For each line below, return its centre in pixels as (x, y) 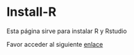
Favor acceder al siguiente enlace (55, 44)
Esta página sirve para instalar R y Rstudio (67, 31)
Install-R (32, 12)
